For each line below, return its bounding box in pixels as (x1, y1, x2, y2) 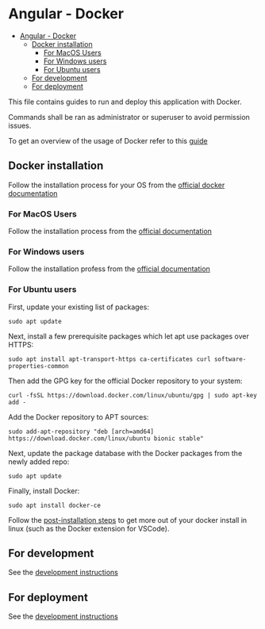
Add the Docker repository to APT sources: (8, 412, 149, 421)
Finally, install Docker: (8, 485, 80, 496)
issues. (8, 121, 32, 130)
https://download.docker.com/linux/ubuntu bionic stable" (8, 434, 204, 443)
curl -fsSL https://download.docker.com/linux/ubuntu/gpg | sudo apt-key (8, 391, 258, 399)
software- (213, 355, 247, 363)
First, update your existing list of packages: (8, 302, 149, 312)
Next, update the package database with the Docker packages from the (8, 448, 243, 458)
